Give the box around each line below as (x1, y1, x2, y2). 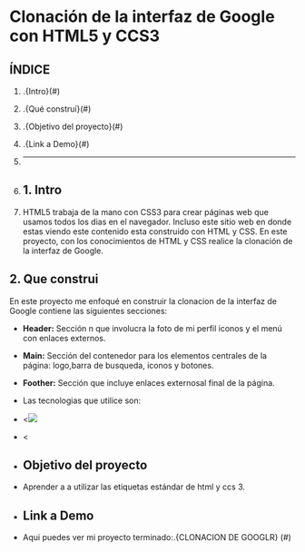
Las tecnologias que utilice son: (22, 395, 142, 406)
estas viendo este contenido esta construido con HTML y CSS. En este (22, 225, 288, 237)
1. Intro (22, 182, 62, 198)
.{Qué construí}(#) (22, 103, 92, 114)
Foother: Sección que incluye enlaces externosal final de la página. (22, 377, 275, 388)
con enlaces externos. (22, 332, 106, 343)
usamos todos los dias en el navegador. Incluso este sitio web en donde (22, 216, 292, 227)
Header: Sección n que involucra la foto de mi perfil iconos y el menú (22, 322, 283, 333)
